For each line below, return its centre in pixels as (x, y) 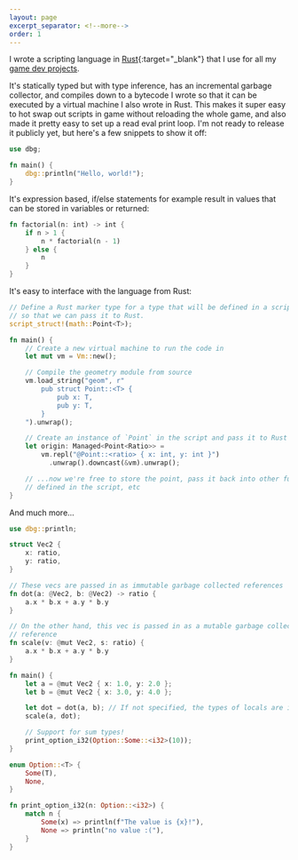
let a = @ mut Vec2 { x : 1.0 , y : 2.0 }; (99, 684)
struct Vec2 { (35, 545)
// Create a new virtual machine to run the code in (125, 348)
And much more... (42, 513)
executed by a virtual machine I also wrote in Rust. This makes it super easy (148, 105)
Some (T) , (41, 773)
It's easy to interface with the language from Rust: (101, 291)
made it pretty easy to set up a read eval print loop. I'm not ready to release (147, 123)
